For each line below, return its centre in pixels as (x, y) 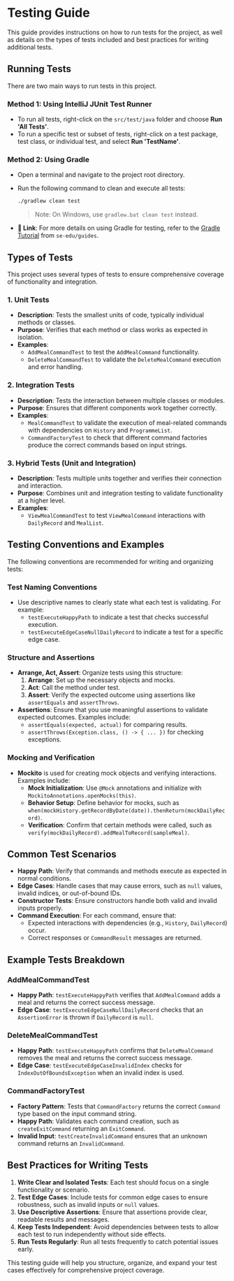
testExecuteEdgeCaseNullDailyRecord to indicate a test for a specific (125, 632)
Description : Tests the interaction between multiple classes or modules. (121, 400)
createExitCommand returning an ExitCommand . (81, 1128)
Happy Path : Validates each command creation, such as (98, 1121)
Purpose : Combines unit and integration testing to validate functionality (120, 493)
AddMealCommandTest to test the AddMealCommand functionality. (114, 352)
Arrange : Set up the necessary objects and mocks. (101, 680)
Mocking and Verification (51, 758)
